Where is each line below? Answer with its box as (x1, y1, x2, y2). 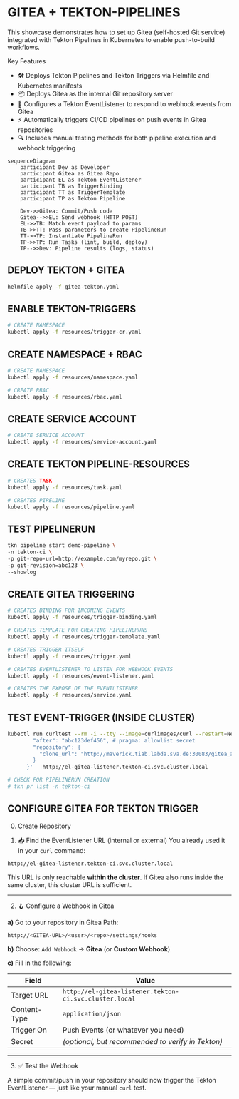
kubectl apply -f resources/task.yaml (7, 484, 122, 491)
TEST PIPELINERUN (7, 523, 95, 535)
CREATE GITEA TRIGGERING (7, 588, 135, 600)
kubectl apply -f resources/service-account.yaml (7, 439, 158, 446)
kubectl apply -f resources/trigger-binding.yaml (7, 614, 158, 621)
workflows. (7, 43, 41, 51)
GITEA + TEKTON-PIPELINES (7, 4, 181, 21)
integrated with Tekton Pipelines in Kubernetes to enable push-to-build (7, 35, 216, 44)
